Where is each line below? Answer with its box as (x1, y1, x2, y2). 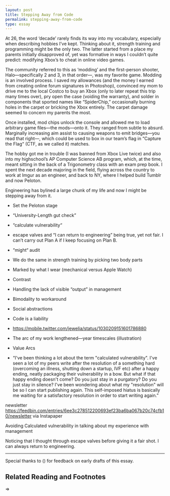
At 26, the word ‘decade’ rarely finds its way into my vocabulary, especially (5, 35, 161, 41)
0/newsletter (5, 413, 32, 419)
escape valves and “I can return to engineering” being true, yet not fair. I (12, 232, 163, 238)
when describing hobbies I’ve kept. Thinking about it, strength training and (5, 41, 160, 47)
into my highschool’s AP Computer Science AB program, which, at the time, (5, 156, 162, 162)
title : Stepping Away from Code (5, 12, 73, 17)
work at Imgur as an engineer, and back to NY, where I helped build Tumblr (5, 172, 161, 178)
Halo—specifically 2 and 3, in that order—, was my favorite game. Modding (5, 72, 162, 78)
